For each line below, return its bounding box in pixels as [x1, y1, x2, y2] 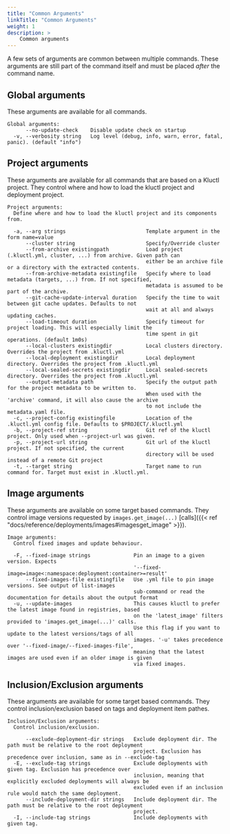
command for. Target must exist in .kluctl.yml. [7, 469, 149, 476]
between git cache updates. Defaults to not [7, 300, 137, 307]
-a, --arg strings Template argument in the [13, 228, 220, 235]
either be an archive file [145, 258, 224, 265]
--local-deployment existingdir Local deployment [25, 354, 196, 362]
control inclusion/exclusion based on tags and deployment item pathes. [7, 705, 210, 713]
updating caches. [7, 312, 57, 319]
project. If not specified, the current [7, 445, 125, 452]
